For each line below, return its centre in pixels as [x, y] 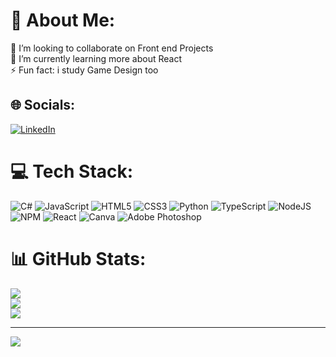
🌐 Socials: [43, 105]
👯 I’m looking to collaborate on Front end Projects [112, 48]
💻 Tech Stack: [72, 171]
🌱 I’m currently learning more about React [96, 58]
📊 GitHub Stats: [78, 258]
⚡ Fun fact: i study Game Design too [84, 70]
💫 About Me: [63, 20]
